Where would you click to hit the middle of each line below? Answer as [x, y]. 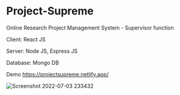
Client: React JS [26, 39]
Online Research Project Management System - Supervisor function [90, 28]
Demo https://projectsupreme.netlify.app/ [58, 74]
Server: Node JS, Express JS [42, 51]
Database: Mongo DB [33, 63]
